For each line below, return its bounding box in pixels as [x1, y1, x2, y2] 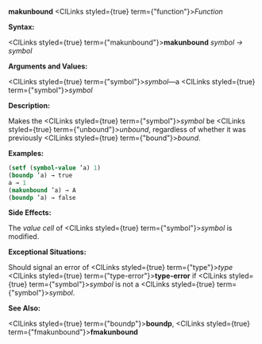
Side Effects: [8, 208, 52, 217]
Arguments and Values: [8, 61, 88, 71]
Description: [8, 101, 50, 110]
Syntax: [8, 22, 35, 31]
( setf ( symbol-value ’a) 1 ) [8, 164, 102, 172]
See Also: [8, 303, 41, 313]
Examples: [8, 149, 44, 158]
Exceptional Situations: [8, 247, 87, 257]
